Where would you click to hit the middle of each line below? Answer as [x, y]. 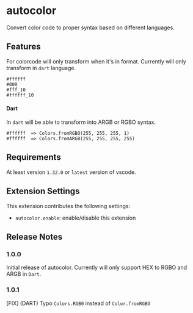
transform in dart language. [41, 68]
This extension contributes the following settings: [68, 206]
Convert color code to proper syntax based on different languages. [91, 27]
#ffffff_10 [20, 95]
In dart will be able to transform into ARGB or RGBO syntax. [81, 122]
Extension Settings [43, 191]
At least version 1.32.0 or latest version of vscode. [71, 172]
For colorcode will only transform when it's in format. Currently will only [96, 61]
